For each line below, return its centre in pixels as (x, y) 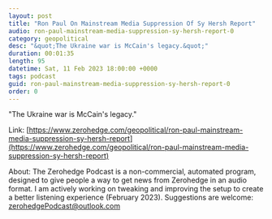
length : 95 (27, 62)
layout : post (30, 16)
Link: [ (19, 130)
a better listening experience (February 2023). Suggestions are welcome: (131, 198)
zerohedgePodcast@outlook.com (65, 206)
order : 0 (23, 91)
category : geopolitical (49, 39)
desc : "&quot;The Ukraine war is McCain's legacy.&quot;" (108, 46)
